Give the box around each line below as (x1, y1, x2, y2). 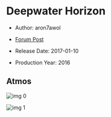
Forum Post (14, 35, 44, 43)
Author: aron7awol (14, 24, 61, 31)
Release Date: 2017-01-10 (14, 47, 79, 55)
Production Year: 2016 (14, 59, 71, 66)
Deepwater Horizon (6, 4, 106, 18)
